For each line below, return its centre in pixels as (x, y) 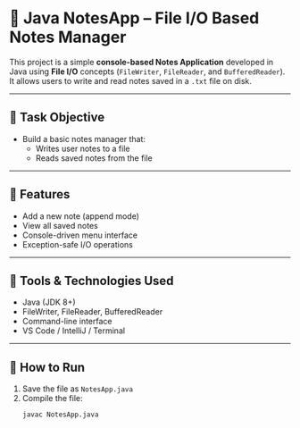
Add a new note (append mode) (81, 216)
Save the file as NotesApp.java (78, 389)
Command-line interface (67, 322)
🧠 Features (40, 194)
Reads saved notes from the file (94, 158)
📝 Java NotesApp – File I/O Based (134, 18)
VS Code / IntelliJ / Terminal (74, 331)
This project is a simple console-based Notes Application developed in (142, 62)
